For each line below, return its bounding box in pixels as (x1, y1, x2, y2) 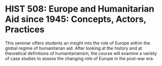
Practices (5, 24, 45, 35)
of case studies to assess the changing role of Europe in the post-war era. (5, 55, 154, 61)
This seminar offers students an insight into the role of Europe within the (5, 40, 150, 46)
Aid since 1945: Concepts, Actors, (5, 14, 146, 25)
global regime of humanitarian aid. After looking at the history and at (5, 45, 142, 51)
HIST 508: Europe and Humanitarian (5, 3, 155, 15)
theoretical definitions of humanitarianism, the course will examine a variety (5, 50, 157, 56)
